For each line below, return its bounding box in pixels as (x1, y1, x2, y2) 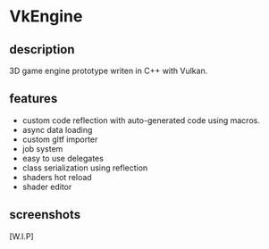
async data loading (21, 124, 93, 135)
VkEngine (9, 6, 83, 27)
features (9, 91, 58, 106)
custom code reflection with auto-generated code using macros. (21, 114, 261, 126)
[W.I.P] (9, 230, 34, 242)
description (9, 42, 75, 57)
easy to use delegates (21, 153, 105, 163)
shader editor (21, 181, 72, 192)
